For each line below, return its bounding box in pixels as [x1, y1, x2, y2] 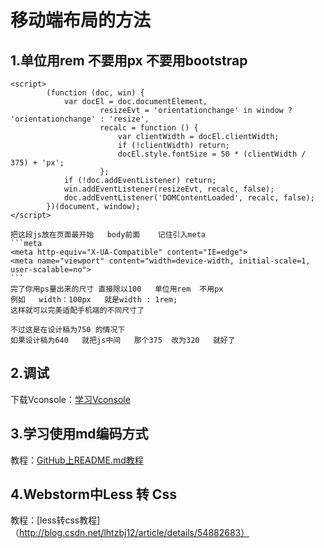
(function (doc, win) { [46, 88, 145, 98]
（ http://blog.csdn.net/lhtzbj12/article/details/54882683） [10, 527, 250, 539]
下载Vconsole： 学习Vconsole [10, 393, 131, 405]
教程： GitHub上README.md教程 [10, 454, 144, 466]
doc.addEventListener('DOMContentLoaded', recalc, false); [63, 193, 315, 203]
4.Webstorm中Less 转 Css [10, 486, 177, 503]
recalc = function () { [99, 123, 199, 133]
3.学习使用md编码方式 [10, 426, 149, 443]
